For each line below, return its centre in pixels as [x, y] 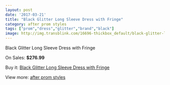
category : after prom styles [36, 24]
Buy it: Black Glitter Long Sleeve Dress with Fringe [57, 67]
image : [12, 33]
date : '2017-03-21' [26, 15]
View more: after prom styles [35, 77]
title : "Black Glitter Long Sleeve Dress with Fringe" [64, 19]
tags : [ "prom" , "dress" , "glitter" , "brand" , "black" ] [60, 29]
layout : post [19, 10]
